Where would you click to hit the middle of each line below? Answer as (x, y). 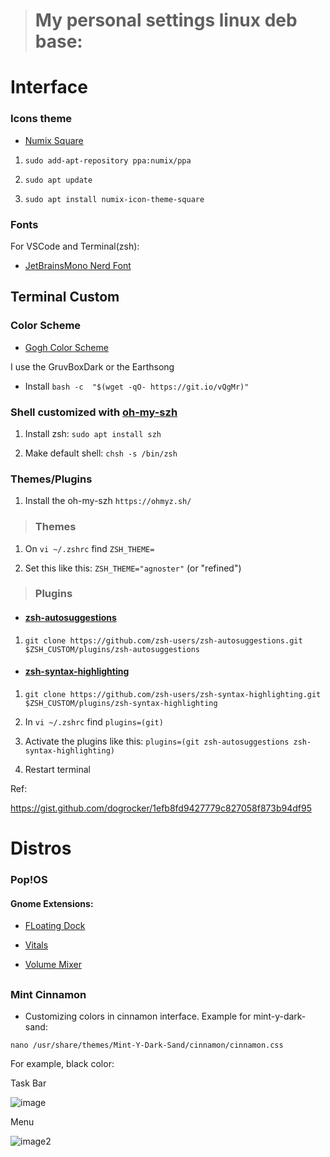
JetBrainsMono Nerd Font (78, 265)
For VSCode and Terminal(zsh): (75, 246)
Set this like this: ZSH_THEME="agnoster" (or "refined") (133, 568)
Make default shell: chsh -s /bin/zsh (101, 453)
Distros (41, 848)
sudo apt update (58, 180)
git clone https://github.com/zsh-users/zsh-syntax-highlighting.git (173, 694)
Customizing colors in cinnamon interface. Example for (138, 1016)
